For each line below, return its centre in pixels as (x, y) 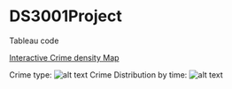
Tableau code (34, 41)
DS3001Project (66, 16)
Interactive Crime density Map (64, 57)
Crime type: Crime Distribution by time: (98, 74)
